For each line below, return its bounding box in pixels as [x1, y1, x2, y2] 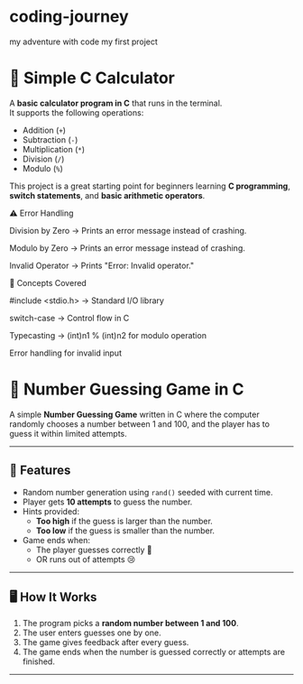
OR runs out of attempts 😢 [35, 553, 136, 565]
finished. [22, 656, 56, 667]
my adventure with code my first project [9, 36, 158, 47]
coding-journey [9, 6, 129, 27]
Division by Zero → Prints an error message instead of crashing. [9, 225, 247, 236]
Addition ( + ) [22, 125, 66, 135]
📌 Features [9, 463, 71, 478]
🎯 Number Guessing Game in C [9, 379, 245, 400]
